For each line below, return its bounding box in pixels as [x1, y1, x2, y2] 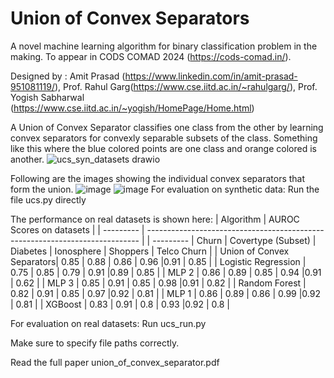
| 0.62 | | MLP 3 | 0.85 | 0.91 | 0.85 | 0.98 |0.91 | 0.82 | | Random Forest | [10, 277, 307, 289]
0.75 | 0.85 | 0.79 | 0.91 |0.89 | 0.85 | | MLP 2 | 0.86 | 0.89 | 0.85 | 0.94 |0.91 [10, 266, 322, 278]
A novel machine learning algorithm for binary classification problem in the [10, 40, 318, 52]
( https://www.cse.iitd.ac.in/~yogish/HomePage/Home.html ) [10, 102, 255, 114]
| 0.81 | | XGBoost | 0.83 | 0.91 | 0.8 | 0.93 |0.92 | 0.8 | [10, 298, 230, 310]
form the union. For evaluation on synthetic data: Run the [10, 183, 320, 195]
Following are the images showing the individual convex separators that [10, 172, 306, 184]
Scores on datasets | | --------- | [10, 223, 145, 236]
